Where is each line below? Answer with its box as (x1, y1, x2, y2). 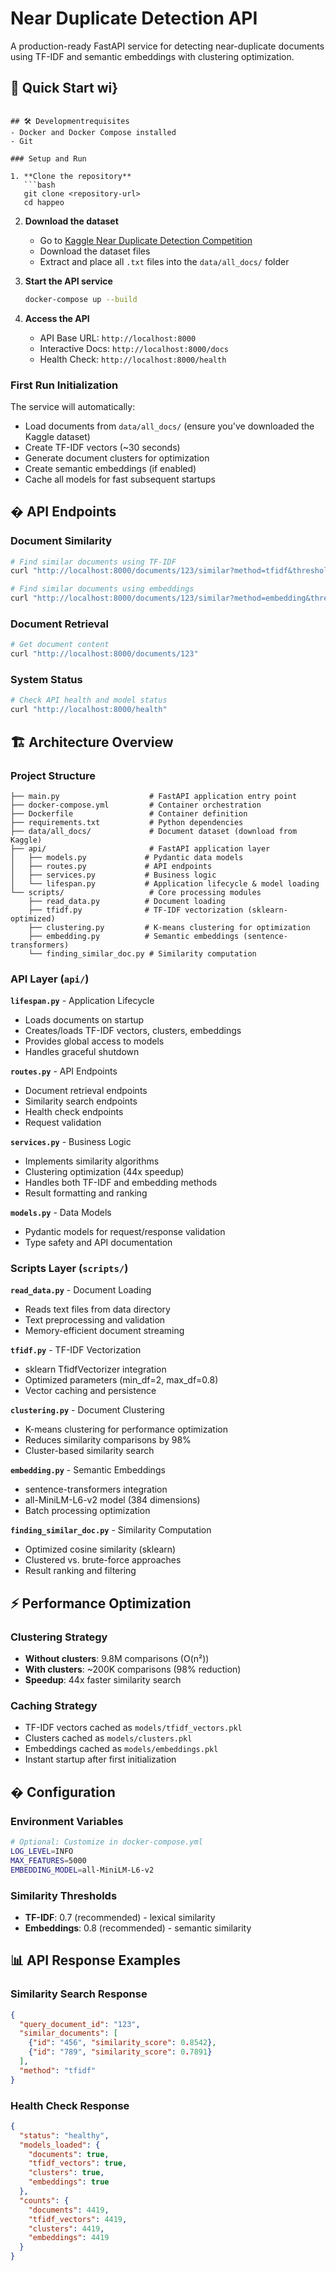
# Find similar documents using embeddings (10, 584, 195, 594)
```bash (23, 180, 56, 190)
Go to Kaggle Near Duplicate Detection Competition (39, 234, 253, 246)
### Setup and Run (10, 153, 87, 164)
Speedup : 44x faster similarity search (24, 1674, 182, 1686)
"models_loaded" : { (19, 2140, 101, 2150)
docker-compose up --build (24, 294, 138, 304)
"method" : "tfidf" (19, 2065, 97, 2076)
